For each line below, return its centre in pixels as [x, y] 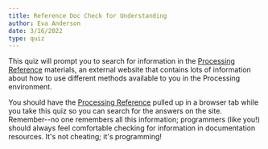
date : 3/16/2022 [35, 31]
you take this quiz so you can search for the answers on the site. [115, 111]
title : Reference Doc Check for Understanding [88, 16]
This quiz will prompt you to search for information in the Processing [122, 61]
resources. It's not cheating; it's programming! [85, 137]
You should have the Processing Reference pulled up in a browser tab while [134, 102]
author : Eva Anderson [45, 23]
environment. [30, 87]
